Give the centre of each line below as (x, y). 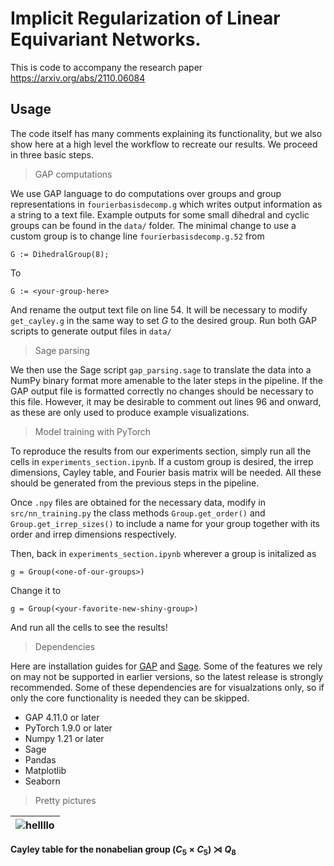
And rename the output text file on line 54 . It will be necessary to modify (159, 309)
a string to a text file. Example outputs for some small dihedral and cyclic (160, 214)
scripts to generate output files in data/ (91, 331)
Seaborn (42, 781)
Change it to (36, 590)
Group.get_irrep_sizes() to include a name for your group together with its (165, 523)
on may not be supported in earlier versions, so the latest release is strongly (167, 676)
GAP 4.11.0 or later (62, 717)
